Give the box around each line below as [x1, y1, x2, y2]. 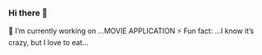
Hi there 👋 [8, 7, 49, 19]
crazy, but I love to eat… [8, 38, 89, 48]
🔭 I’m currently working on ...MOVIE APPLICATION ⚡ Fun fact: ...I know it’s [8, 26, 255, 36]
